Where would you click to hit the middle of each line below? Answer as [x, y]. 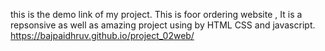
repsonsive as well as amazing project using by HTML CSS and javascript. [163, 25]
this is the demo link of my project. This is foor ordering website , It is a [156, 14]
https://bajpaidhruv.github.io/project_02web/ [102, 35]
